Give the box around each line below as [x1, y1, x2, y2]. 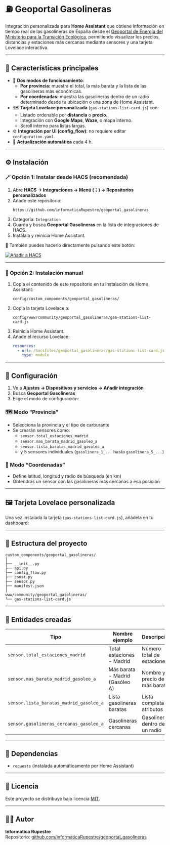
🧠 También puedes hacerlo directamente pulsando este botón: [5, 242, 135, 248]
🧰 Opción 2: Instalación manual [5, 270, 83, 277]
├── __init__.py [5, 561, 39, 567]
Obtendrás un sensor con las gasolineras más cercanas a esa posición [12, 478, 160, 484]
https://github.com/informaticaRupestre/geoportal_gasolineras [12, 207, 149, 213]
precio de [141, 675, 164, 683]
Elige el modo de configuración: [12, 396, 79, 402]
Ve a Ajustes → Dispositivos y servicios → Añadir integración [12, 385, 144, 391]
